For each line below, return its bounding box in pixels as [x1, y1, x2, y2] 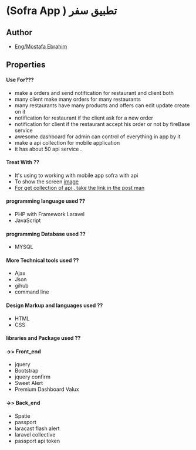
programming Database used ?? [6, 230, 86, 237]
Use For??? [6, 76, 34, 83]
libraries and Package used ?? [6, 335, 81, 342]
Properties [6, 60, 46, 70]
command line [14, 288, 49, 295]
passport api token [14, 437, 60, 444]
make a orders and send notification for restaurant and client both [14, 89, 174, 96]
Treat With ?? [6, 159, 40, 166]
